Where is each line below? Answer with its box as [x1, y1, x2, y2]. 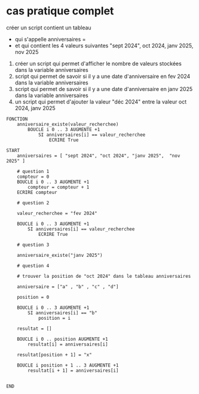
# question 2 [17, 199, 50, 206]
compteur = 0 [17, 174, 50, 180]
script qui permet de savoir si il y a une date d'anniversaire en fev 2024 [14, 72, 191, 80]
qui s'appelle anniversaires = [14, 35, 86, 43]
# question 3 [17, 241, 50, 248]
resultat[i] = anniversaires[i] [27, 341, 109, 347]
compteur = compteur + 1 [27, 184, 90, 190]
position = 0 [17, 294, 50, 300]
